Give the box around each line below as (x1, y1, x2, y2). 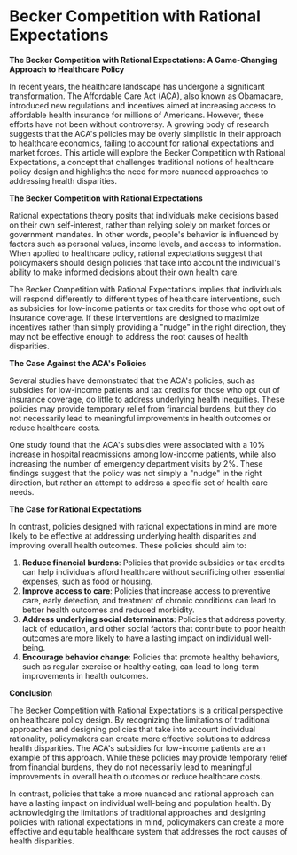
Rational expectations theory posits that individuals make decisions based (9, 210, 279, 220)
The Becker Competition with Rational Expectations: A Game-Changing (9, 54, 277, 65)
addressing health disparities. (9, 175, 118, 186)
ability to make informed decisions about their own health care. (9, 267, 239, 277)
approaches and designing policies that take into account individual (9, 723, 255, 734)
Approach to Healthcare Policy (9, 64, 125, 75)
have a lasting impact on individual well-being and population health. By (9, 797, 272, 808)
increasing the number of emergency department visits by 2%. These (9, 458, 263, 468)
